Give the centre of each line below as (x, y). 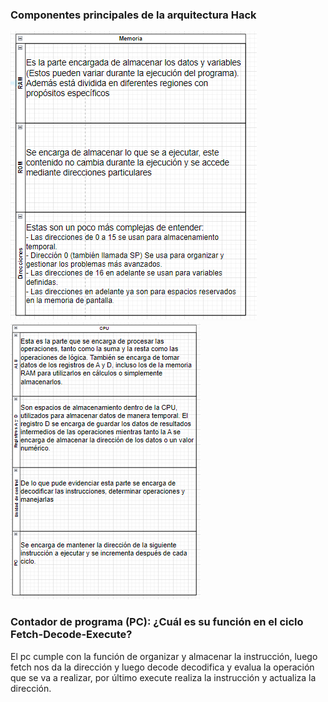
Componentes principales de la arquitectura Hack (133, 15)
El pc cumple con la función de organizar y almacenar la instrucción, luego (164, 656)
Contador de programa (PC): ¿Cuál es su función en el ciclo (157, 622)
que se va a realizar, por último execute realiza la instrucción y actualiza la (163, 677)
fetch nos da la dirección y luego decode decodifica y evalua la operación (162, 667)
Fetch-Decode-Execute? (71, 635)
